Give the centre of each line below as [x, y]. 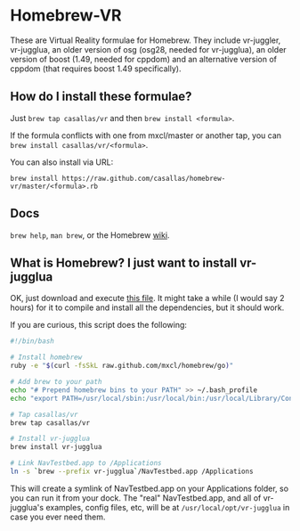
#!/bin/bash [32, 341]
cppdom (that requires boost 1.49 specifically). [96, 69]
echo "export [34, 398]
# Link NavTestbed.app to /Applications [86, 463]
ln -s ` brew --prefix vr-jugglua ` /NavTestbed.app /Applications [132, 471]
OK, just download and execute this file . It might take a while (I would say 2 [147, 298]
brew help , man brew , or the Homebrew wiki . [90, 235]
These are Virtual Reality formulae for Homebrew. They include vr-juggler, [146, 40]
